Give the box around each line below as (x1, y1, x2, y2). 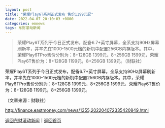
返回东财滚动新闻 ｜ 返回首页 (5, 118, 62, 124)
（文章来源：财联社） (5, 97, 48, 103)
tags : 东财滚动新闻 (5, 26, 41, 31)
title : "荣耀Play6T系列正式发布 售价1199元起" (5, 12, 94, 17)
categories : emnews (5, 21, 45, 26)
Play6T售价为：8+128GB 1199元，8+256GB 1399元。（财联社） (17, 58, 144, 64)
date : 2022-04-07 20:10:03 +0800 (5, 16, 74, 21)
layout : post (5, 7, 32, 12)
